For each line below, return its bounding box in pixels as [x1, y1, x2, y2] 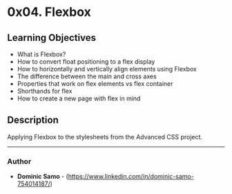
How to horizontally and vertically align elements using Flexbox [17, 65, 197, 73]
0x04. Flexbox [7, 4, 92, 20]
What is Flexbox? [17, 50, 66, 58]
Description [7, 114, 59, 126]
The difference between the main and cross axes [17, 72, 157, 80]
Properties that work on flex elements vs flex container [17, 80, 174, 87]
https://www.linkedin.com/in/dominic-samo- [68, 173, 195, 181]
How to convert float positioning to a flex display [17, 58, 155, 66]
